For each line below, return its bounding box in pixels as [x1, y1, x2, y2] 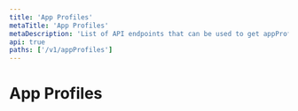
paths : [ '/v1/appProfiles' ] [9, 46, 114, 55]
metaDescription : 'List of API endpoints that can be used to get [9, 29, 260, 38]
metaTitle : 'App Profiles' [9, 21, 109, 30]
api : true [9, 37, 46, 47]
